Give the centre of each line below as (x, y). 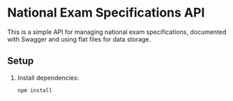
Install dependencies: (48, 77)
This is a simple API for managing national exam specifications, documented (117, 32)
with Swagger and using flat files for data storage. (79, 39)
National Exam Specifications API (106, 13)
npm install (35, 90)
